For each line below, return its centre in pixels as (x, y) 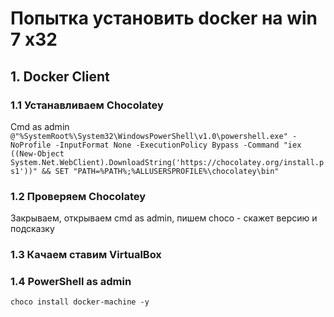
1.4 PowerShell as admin (71, 282)
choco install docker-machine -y (80, 302)
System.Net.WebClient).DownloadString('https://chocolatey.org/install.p (167, 162)
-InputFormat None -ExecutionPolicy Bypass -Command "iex (178, 145)
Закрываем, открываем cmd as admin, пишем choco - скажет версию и (164, 218)
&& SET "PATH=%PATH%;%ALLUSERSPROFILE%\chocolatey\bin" (160, 171)
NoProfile (31, 145)
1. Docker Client (60, 76)
